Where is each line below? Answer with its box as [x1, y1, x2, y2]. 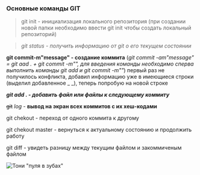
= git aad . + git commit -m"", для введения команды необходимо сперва [6, 60, 194, 67]
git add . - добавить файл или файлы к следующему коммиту [6, 91, 170, 99]
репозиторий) [20, 31, 57, 38]
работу [6, 132, 25, 140]
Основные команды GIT [6, 4, 81, 13]
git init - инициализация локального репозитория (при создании [20, 18, 186, 25]
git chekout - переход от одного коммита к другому [6, 114, 140, 121]
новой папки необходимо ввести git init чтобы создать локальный [20, 24, 192, 31]
